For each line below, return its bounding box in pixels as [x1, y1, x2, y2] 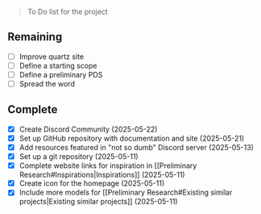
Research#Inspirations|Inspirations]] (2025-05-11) [19, 170, 186, 180]
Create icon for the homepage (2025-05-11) [19, 178, 165, 188]
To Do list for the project [27, 7, 108, 16]
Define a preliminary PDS [19, 69, 103, 79]
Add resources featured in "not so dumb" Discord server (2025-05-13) [19, 143, 255, 152]
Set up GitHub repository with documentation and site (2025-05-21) [19, 133, 245, 143]
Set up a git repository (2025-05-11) [19, 152, 139, 162]
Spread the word [19, 79, 76, 88]
